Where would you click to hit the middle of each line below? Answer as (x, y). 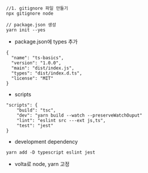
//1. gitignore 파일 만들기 (37, 8)
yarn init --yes (26, 30)
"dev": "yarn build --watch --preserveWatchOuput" (80, 116)
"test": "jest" (35, 125)
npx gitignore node (30, 13)
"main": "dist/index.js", (43, 68)
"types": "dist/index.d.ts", (47, 73)
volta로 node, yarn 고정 (42, 164)
